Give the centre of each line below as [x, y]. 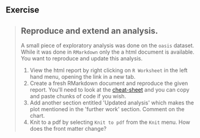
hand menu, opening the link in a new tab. [83, 77]
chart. [37, 116]
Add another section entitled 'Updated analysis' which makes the [112, 103]
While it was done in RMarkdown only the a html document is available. [108, 52]
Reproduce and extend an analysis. [89, 31]
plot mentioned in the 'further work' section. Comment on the [107, 109]
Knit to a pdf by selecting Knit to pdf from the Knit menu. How [110, 122]
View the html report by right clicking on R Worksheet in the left [109, 70]
